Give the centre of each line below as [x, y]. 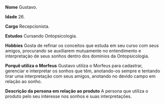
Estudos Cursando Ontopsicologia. [41, 36]
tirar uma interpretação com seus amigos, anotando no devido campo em [80, 76]
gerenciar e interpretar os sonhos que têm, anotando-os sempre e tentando [83, 71]
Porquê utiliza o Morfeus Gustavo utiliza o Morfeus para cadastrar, [74, 66]
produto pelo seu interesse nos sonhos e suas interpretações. [69, 96]
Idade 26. [15, 17]
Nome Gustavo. [21, 7]
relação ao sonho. [24, 81]
